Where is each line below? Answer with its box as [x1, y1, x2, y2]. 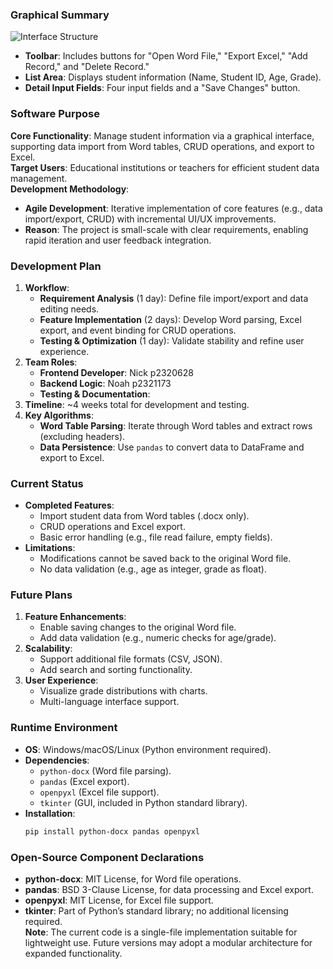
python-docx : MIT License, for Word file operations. [24, 873, 242, 885]
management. [10, 172, 68, 184]
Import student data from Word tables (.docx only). [39, 510, 250, 522]
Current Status [10, 476, 84, 490]
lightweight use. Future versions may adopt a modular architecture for [24, 936, 313, 948]
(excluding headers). [39, 430, 126, 442]
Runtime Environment [10, 721, 118, 735]
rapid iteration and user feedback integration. [24, 234, 212, 246]
